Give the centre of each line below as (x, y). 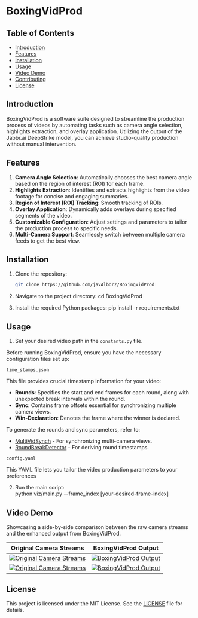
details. (15, 610)
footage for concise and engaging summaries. (72, 196)
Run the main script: (39, 488)
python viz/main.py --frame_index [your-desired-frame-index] (92, 494)
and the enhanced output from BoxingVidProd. (64, 533)
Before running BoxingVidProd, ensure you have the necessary (84, 353)
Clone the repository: (41, 274)
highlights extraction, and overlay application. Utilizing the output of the (94, 131)
